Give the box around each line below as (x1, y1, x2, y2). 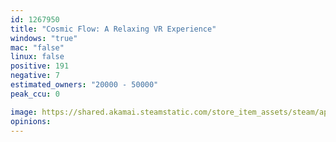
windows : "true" (10, 33, 78, 43)
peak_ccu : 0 (10, 89, 60, 99)
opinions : (10, 116, 52, 126)
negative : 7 (10, 71, 60, 81)
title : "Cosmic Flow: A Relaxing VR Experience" (10, 24, 217, 34)
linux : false (10, 52, 65, 62)
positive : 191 (10, 61, 70, 71)
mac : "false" (10, 42, 65, 53)
